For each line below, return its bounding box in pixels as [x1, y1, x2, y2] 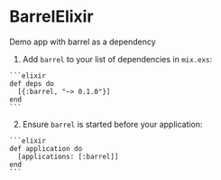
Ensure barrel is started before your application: [22, 118, 203, 129]
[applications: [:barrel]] [17, 152, 119, 161]
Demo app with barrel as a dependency [9, 36, 156, 47]
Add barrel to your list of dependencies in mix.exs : [22, 53, 213, 64]
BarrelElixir [9, 6, 94, 27]
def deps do [9, 79, 54, 88]
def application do [9, 144, 83, 153]
